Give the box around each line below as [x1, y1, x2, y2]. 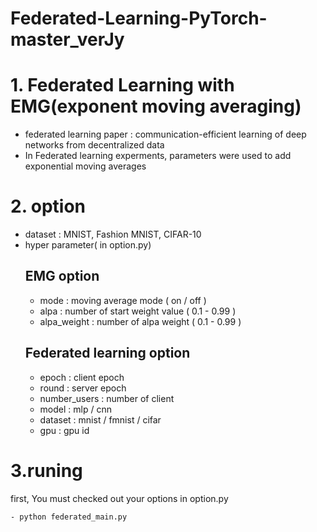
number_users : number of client [39, 392, 175, 404]
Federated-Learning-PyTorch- [10, 7, 268, 30]
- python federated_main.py [10, 512, 128, 522]
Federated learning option [24, 345, 191, 362]
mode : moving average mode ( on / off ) [39, 294, 207, 306]
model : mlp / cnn [39, 403, 112, 415]
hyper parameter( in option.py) [24, 239, 152, 251]
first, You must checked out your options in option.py [10, 492, 229, 504]
